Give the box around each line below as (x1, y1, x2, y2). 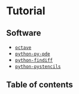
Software (6, 28, 41, 38)
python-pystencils (14, 64, 61, 70)
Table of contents (6, 80, 73, 90)
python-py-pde (14, 51, 50, 57)
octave (14, 45, 32, 51)
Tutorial (6, 4, 46, 18)
